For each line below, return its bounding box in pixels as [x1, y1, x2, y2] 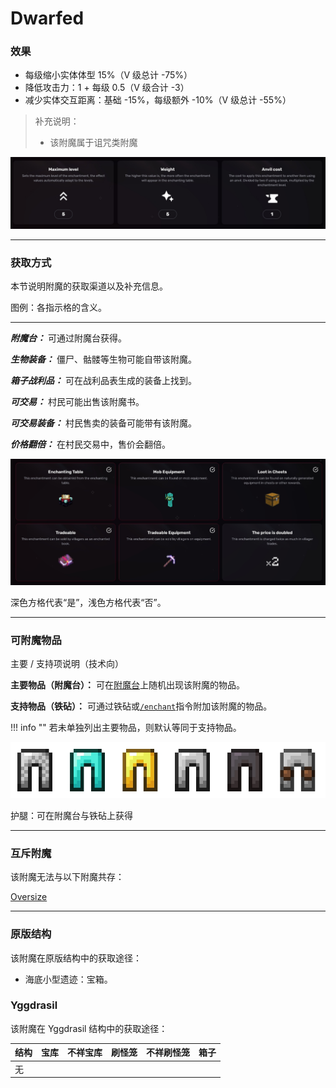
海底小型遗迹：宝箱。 [24, 973, 113, 985]
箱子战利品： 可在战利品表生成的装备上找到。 [10, 374, 197, 386]
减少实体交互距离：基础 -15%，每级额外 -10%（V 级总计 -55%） [24, 94, 292, 106]
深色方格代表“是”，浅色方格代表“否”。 [10, 596, 167, 608]
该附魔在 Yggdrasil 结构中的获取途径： [10, 1022, 168, 1034]
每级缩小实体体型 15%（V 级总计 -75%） [24, 69, 193, 81]
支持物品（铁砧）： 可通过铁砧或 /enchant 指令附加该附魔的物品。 [10, 700, 273, 712]
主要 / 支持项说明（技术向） [10, 658, 124, 670]
